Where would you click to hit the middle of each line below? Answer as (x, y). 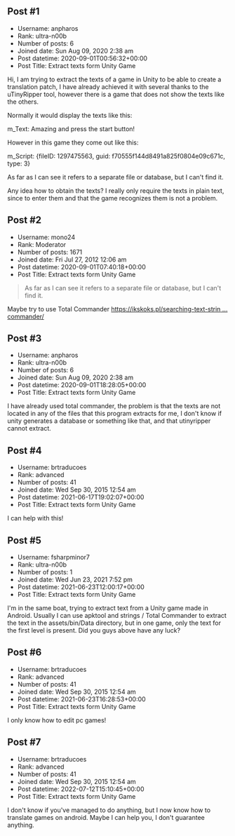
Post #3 (25, 338)
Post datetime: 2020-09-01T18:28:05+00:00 (82, 385)
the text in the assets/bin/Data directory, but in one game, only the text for (114, 623)
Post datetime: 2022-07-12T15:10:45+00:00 (81, 789)
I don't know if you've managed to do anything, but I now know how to (109, 810)
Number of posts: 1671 (50, 252)
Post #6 (25, 653)
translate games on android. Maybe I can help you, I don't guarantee (106, 817)
